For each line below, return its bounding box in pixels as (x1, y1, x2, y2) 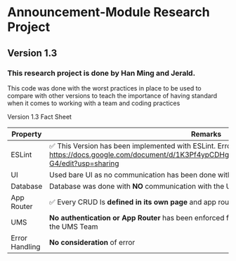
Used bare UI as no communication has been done (48, 170, 216, 180)
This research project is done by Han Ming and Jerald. (7, 68, 195, 78)
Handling (11, 241, 41, 251)
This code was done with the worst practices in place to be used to (7, 83, 202, 92)
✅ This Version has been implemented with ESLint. (48, 141, 216, 151)
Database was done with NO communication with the (48, 181, 225, 191)
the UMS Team (48, 222, 98, 232)
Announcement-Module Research (7, 4, 210, 20)
